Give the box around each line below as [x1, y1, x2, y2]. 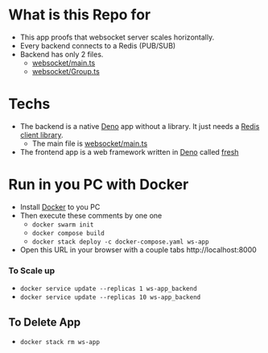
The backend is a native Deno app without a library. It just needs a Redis [19, 121, 260, 131]
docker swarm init [31, 220, 94, 229]
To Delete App [8, 315, 81, 329]
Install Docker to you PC [19, 201, 101, 211]
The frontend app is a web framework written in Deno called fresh [19, 147, 239, 156]
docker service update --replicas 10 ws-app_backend [19, 293, 201, 301]
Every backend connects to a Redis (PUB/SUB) [19, 40, 176, 50]
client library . [19, 130, 64, 139]
